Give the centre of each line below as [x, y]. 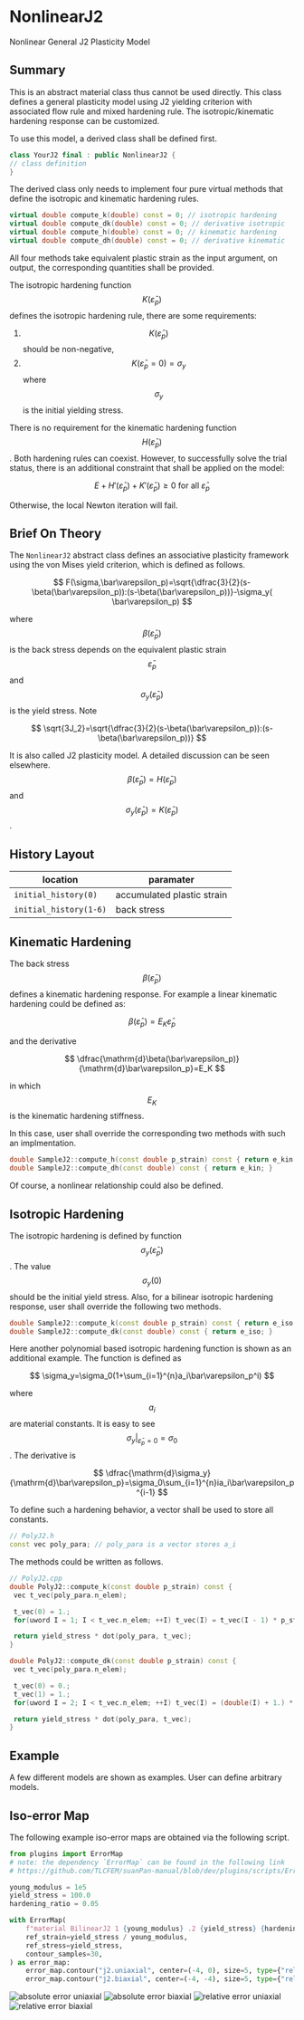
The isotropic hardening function [71, 285]
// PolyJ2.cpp [36, 1579]
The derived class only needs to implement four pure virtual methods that [146, 189]
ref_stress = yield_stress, [75, 1945]
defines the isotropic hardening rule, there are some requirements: [133, 315]
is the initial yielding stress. [73, 410]
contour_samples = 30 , [64, 1954]
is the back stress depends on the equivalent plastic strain [118, 650]
